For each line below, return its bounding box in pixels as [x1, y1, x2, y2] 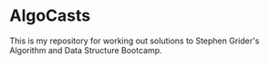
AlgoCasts [9, 5, 91, 26]
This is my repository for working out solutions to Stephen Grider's [9, 35, 260, 46]
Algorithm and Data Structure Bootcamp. [9, 44, 162, 55]
